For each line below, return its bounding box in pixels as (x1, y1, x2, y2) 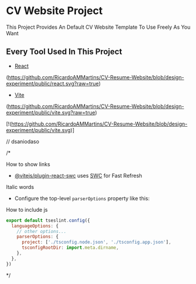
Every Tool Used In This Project (6, 47, 122, 57)
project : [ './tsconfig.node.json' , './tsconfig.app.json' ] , (21, 239, 171, 245)
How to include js (6, 206, 48, 213)
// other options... (16, 228, 67, 234)
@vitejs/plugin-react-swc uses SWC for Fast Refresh (14, 172, 142, 179)
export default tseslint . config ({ (6, 217, 91, 224)
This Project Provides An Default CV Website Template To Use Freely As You (6, 23, 191, 31)
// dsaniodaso (6, 138, 40, 145)
